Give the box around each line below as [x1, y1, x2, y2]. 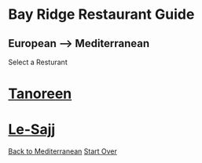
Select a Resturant [8, 57, 68, 67]
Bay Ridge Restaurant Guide [8, 5, 195, 24]
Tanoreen [8, 85, 72, 103]
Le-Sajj [8, 121, 56, 139]
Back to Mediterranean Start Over [8, 147, 118, 156]
